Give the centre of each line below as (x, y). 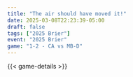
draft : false (26, 27)
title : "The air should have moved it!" (67, 14)
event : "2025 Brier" (37, 40)
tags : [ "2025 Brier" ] (39, 33)
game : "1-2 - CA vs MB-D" (45, 46)
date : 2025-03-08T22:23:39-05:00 (56, 20)
